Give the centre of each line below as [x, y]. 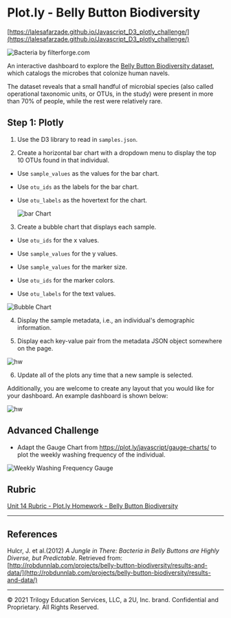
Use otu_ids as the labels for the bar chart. [78, 187]
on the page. [35, 348]
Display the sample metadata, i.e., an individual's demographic [106, 320]
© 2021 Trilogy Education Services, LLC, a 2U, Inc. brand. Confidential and [113, 600]
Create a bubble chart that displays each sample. [87, 227]
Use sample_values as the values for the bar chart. [88, 173]
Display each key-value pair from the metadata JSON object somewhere [119, 341]
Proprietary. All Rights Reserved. [53, 607]
